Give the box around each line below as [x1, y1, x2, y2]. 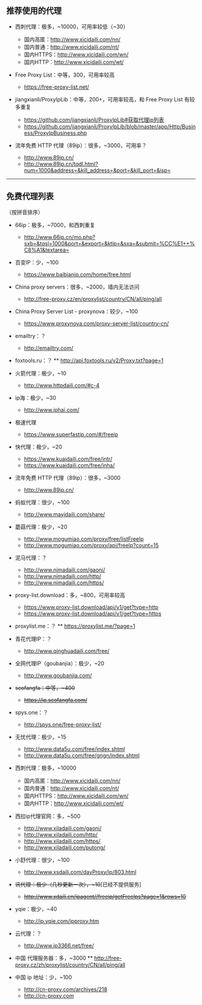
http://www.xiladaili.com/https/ [23, 837, 101, 844]
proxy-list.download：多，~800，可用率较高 [14, 591, 126, 599]
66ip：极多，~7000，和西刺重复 [14, 221, 96, 228]
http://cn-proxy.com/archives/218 [23, 986, 108, 993]
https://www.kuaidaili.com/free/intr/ [23, 455, 112, 462]
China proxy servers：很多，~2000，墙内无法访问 [14, 283, 140, 290]
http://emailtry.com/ [23, 344, 74, 351]
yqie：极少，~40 [14, 905, 57, 913]
